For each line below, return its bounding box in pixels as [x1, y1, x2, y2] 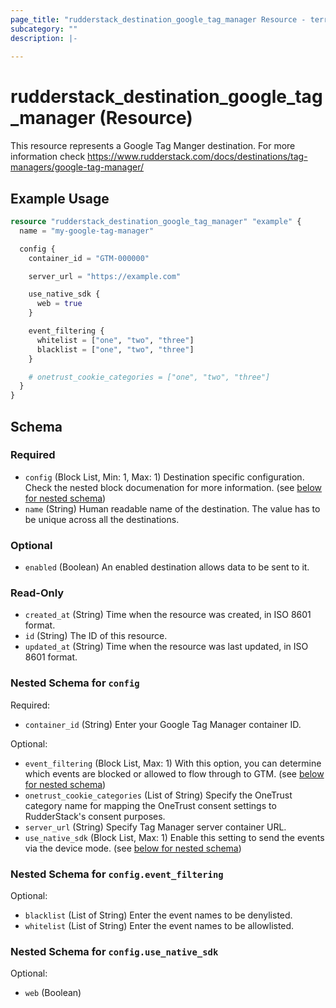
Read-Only [10, 586, 65, 600]
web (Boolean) [24, 987, 82, 999]
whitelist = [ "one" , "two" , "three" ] [36, 335, 195, 345]
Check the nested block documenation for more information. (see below [24, 481, 323, 493]
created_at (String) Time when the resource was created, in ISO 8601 [24, 609, 312, 621]
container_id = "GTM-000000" [28, 253, 150, 263]
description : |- [10, 33, 78, 43]
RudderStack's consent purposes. [24, 810, 166, 822]
